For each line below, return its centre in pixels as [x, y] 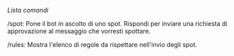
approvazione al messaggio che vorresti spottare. [79, 31]
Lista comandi [28, 10]
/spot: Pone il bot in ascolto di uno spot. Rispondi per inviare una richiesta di [117, 23]
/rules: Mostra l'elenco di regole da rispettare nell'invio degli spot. [102, 44]
